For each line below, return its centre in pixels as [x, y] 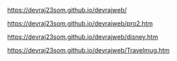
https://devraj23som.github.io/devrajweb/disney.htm [83, 37]
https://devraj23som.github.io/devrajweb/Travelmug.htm [88, 50]
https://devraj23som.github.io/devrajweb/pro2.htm [80, 23]
